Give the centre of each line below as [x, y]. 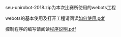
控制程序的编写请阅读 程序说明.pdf [41, 29]
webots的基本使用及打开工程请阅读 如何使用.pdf [55, 18]
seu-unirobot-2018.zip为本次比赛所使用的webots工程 [60, 7]
